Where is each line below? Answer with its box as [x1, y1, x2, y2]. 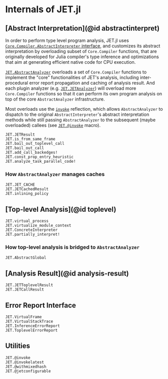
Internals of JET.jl [5, 4, 81, 15]
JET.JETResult [5, 132, 36, 137]
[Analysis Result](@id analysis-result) [5, 269, 129, 277]
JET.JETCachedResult [5, 187, 49, 192]
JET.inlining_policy [5, 191, 49, 196]
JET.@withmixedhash [5, 364, 47, 369]
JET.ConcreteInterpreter [5, 228, 58, 233]
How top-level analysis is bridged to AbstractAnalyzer [5, 244, 140, 251]
